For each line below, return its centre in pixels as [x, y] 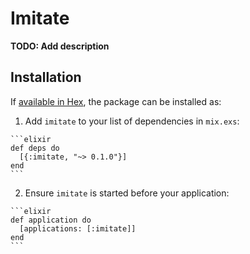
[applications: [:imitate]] [78, 228]
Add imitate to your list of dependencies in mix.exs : [132, 121]
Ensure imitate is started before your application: [127, 193]
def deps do [35, 148]
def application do [51, 220]
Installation [46, 77]
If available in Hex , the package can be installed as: [116, 101]
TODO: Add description [60, 46]
